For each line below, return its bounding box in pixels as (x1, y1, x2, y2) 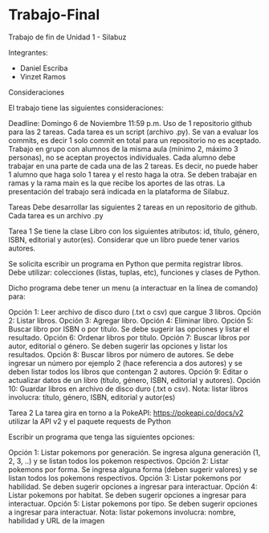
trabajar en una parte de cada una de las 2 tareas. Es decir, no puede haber (8, 161, 259, 170)
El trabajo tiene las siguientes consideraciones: (8, 103, 165, 112)
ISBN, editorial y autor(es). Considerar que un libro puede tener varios (8, 234, 240, 244)
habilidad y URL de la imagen (8, 515, 105, 525)
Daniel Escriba (19, 63, 68, 73)
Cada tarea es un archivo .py (8, 210, 104, 220)
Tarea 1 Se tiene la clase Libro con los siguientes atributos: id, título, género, (8, 226, 259, 236)
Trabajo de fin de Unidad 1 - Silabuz (8, 32, 127, 42)
